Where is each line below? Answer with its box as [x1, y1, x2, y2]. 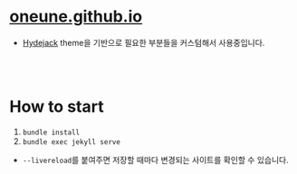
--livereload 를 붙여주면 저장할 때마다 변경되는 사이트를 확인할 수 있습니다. [22, 154, 289, 165]
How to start [9, 96, 104, 117]
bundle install [22, 128, 81, 137]
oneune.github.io [9, 6, 143, 27]
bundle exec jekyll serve [22, 137, 120, 146]
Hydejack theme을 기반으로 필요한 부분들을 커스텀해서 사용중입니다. [22, 37, 265, 48]
